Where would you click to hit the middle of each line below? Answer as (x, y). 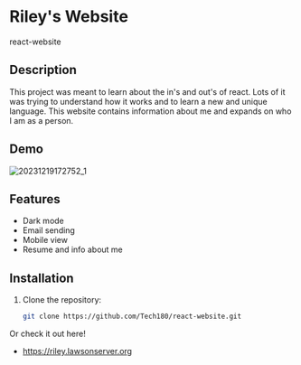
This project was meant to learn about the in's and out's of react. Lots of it (148, 91)
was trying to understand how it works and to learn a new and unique (139, 101)
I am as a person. (42, 120)
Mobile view (45, 240)
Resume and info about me (73, 249)
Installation (42, 278)
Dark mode (43, 221)
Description (43, 70)
